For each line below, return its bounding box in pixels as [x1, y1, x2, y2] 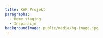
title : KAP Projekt [5, 7, 46, 12]
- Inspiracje [9, 21, 37, 26]
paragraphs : [5, 12, 30, 17]
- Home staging [9, 16, 41, 21]
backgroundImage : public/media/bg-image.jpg [5, 26, 99, 31]
